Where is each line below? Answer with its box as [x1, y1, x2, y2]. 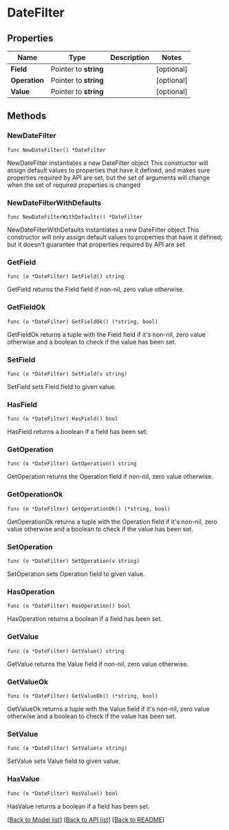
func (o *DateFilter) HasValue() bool [7, 790, 118, 797]
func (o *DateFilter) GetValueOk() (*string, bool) [7, 692, 158, 700]
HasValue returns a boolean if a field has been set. [7, 802, 150, 810]
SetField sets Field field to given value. [7, 382, 117, 391]
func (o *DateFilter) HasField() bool [7, 415, 118, 422]
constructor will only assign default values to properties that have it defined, [7, 233, 223, 241]
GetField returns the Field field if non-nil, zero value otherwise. [7, 285, 184, 294]
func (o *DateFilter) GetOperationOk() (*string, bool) [7, 505, 171, 512]
